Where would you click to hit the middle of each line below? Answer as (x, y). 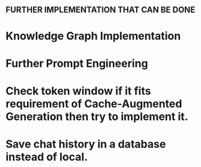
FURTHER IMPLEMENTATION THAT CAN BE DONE (100, 10)
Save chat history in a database (86, 144)
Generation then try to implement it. (97, 116)
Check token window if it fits (78, 91)
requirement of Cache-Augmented (94, 103)
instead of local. (47, 157)
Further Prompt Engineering (77, 63)
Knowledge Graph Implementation (93, 36)
